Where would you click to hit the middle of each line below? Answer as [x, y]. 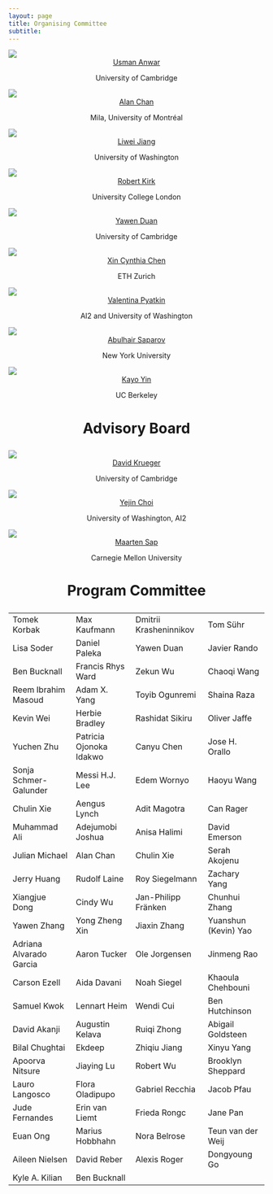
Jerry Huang [37, 879]
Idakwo [90, 757]
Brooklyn [225, 1061]
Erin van [91, 1108]
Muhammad [35, 827]
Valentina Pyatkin [136, 300]
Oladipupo [95, 1095]
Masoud [28, 700]
